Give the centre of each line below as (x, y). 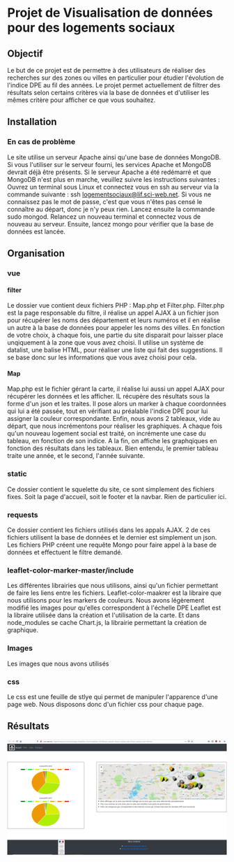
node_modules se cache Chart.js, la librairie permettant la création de (107, 623)
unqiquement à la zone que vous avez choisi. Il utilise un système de (106, 343)
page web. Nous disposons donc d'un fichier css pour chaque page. (106, 704)
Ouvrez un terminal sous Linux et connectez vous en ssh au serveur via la (113, 187)
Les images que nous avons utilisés (58, 663)
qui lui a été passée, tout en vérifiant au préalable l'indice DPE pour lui (108, 411)
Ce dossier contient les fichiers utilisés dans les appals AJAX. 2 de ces (109, 530)
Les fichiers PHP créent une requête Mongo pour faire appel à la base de (112, 545)
